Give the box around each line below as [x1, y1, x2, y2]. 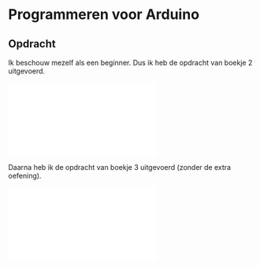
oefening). [8, 171, 42, 180]
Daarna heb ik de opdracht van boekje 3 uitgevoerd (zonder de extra [8, 163, 231, 171]
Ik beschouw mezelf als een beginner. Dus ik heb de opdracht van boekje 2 [8, 58, 253, 67]
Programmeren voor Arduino [8, 6, 199, 24]
